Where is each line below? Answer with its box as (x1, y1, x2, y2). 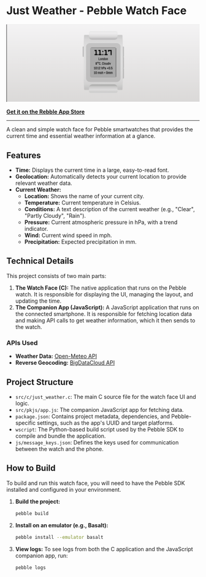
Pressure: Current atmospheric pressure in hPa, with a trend (24, 219, 178, 226)
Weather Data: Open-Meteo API (15, 352, 97, 360)
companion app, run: (15, 552, 69, 559)
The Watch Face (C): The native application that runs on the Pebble (15, 284, 187, 292)
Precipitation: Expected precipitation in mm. (24, 238, 137, 246)
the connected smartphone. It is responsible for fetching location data (15, 310, 192, 317)
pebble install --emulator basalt (15, 534, 104, 540)
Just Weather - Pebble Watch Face (6, 4, 187, 18)
